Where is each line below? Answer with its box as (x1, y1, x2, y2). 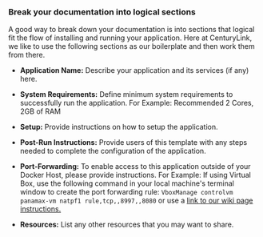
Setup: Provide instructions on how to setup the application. (19, 123, 218, 132)
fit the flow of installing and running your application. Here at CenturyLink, (8, 33, 253, 42)
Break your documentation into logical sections (8, 6, 196, 18)
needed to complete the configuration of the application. (19, 147, 206, 156)
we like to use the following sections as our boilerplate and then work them (8, 42, 256, 51)
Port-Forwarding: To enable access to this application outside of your (19, 162, 251, 171)
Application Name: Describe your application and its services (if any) (19, 66, 249, 75)
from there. (8, 50, 46, 60)
